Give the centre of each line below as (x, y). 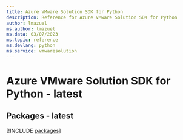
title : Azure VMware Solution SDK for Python (65, 12)
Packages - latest (40, 116)
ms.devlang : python (31, 46)
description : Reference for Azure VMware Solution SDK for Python (92, 17)
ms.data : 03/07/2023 (32, 34)
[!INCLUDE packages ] (34, 130)
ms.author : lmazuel (31, 29)
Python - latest (45, 94)
